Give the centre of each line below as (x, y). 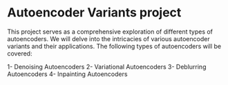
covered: (20, 53)
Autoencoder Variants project (94, 13)
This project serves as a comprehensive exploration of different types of (110, 32)
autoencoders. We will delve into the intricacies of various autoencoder (108, 38)
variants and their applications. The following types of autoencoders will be (114, 46)
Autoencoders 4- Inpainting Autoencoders (67, 74)
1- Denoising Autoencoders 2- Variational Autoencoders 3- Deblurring (107, 66)
